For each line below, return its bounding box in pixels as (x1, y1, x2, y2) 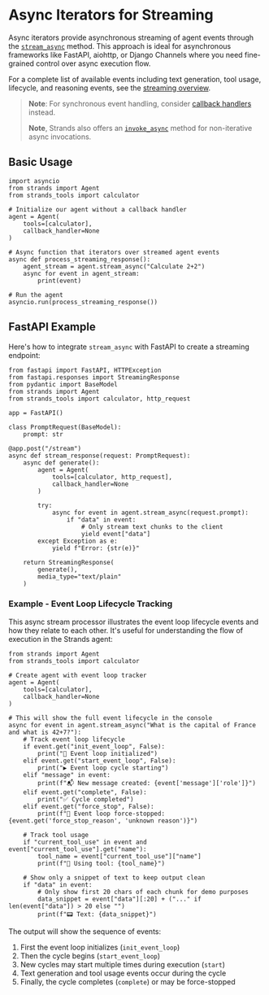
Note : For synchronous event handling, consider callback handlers (28, 98, 252, 108)
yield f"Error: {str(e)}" (51, 543, 140, 552)
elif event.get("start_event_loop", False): (23, 757, 176, 765)
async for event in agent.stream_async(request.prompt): (51, 508, 249, 517)
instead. (28, 107, 56, 117)
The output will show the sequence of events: (8, 926, 161, 936)
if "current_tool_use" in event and (23, 838, 148, 846)
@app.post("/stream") (8, 444, 82, 452)
